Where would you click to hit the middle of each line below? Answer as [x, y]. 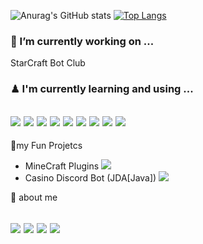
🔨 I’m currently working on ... [82, 41]
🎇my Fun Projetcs [46, 146]
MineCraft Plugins [62, 166]
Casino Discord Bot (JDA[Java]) [90, 178]
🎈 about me [34, 197]
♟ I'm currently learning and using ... [102, 89]
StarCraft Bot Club [48, 63]
